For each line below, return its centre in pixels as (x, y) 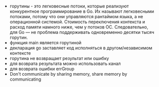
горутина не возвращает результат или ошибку (59, 58)
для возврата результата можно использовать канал (65, 63)
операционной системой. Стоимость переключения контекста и (77, 22)
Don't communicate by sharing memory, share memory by (68, 74)
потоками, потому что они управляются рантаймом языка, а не (76, 16)
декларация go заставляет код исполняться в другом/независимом (81, 48)
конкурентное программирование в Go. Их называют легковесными (82, 11)
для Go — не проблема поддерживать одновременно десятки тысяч (82, 32)
